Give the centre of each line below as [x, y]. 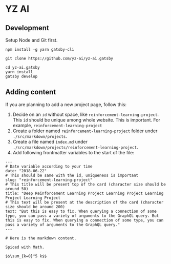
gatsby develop [22, 76]
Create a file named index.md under [50, 141]
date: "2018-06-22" [26, 171]
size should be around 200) [35, 207]
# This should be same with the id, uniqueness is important [72, 175]
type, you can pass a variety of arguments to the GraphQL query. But [82, 216]
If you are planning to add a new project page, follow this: [66, 104]
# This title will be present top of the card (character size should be [86, 184]
